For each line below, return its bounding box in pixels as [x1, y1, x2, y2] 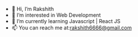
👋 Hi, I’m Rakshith [11, 6, 54, 12]
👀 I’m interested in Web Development [11, 12, 101, 18]
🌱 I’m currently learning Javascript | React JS [11, 18, 121, 24]
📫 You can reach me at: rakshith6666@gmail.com [11, 24, 132, 31]
